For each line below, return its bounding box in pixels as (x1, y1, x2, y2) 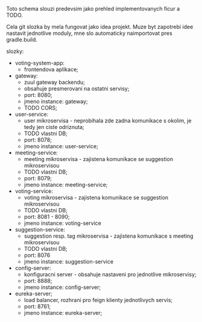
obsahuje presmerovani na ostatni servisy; (24, 85, 130, 92)
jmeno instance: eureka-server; (24, 309, 103, 316)
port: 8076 (24, 251, 51, 259)
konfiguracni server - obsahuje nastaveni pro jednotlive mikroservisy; (24, 271, 197, 278)
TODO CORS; (24, 104, 57, 111)
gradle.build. (6, 36, 38, 43)
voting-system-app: (14, 60, 65, 66)
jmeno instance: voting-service (24, 219, 101, 227)
